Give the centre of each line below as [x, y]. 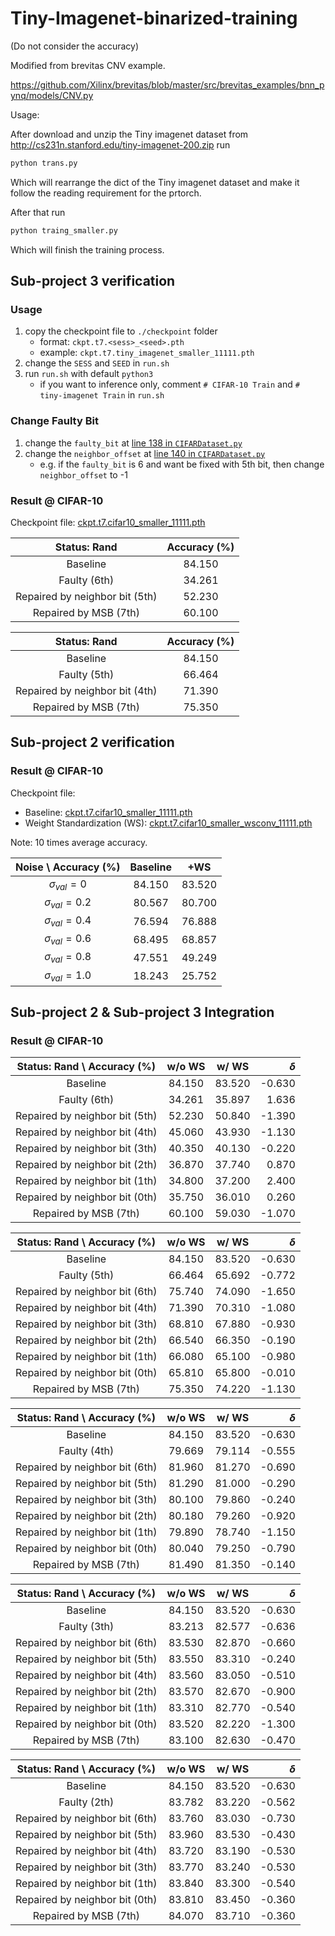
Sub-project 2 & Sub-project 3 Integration [142, 1012]
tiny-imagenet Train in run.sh [102, 395]
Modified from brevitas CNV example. [88, 65]
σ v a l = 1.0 [68, 976]
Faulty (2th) [86, 1802]
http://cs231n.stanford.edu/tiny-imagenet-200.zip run [120, 144]
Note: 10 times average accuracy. [79, 842]
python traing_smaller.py [64, 230]
